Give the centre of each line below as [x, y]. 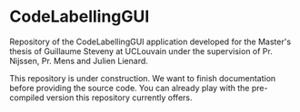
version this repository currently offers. [119, 98]
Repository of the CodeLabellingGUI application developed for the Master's [150, 42]
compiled [27, 98]
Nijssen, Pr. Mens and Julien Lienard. [79, 61]
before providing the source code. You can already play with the [130, 88]
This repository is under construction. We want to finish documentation [143, 78]
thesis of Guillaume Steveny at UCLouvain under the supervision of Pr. [141, 51]
